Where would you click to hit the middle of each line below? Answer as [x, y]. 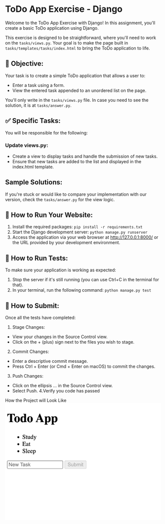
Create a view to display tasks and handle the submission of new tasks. [85, 156]
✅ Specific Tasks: [33, 121]
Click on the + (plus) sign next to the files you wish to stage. [73, 342]
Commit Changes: [31, 351]
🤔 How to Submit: [32, 306]
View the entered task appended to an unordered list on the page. [79, 90]
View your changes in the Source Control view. [60, 337]
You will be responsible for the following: [46, 132]
